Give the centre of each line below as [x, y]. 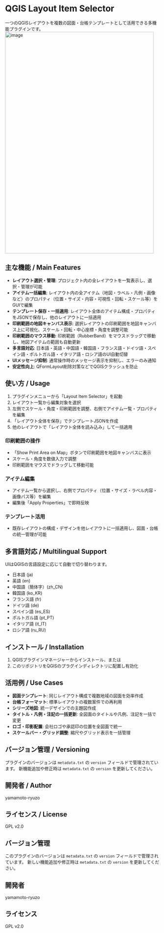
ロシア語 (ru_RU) [29, 630]
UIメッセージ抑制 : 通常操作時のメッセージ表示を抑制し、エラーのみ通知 [84, 360]
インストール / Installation [45, 647]
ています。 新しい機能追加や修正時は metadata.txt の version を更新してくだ [82, 862]
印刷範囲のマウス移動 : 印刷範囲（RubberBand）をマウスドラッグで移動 [84, 335]
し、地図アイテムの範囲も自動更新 [46, 342]
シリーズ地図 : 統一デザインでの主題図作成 [54, 708]
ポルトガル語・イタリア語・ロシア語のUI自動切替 [79, 354]
